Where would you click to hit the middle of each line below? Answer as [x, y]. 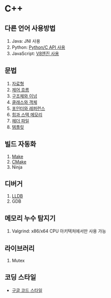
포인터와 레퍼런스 [28, 108]
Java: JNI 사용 [26, 41]
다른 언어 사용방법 [30, 28]
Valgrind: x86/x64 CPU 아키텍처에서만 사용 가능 [59, 231]
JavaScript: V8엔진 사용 [35, 53]
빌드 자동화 [20, 144]
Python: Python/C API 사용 [38, 47]
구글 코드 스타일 [27, 290]
